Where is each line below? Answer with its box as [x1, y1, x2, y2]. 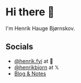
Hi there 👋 [5, 5, 54, 19]
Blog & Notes [14, 70, 47, 77]
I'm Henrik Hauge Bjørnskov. [5, 25, 75, 32]
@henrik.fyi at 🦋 [14, 57, 54, 64]
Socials [5, 42, 34, 52]
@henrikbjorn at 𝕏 [14, 64, 60, 71]
